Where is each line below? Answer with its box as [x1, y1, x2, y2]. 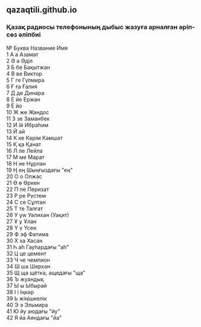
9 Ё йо [6, 102, 22, 109]
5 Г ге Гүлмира [6, 76, 45, 83]
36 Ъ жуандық [6, 275, 44, 283]
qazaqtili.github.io [6, 5, 77, 15]
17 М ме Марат [6, 154, 45, 161]
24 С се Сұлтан [6, 198, 46, 206]
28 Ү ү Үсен [6, 224, 37, 231]
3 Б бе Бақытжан [6, 63, 50, 71]
